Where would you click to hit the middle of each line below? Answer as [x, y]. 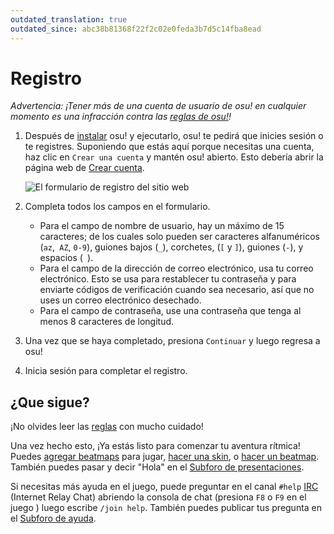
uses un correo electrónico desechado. [120, 300]
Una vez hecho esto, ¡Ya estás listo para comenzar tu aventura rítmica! [155, 446]
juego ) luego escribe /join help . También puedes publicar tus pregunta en [166, 508]
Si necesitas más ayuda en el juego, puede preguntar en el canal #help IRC [164, 487]
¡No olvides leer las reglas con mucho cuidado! [107, 427]
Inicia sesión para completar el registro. [106, 371]
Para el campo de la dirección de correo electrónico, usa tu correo [176, 268]
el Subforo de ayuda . [53, 518]
